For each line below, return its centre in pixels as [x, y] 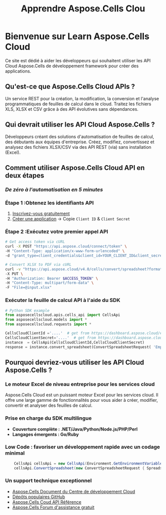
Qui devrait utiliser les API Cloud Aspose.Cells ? [80, 125]
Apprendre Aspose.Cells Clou [83, 9]
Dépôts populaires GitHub [39, 497]
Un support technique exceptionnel [49, 481]
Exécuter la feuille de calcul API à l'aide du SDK [63, 300]
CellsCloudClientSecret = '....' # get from [51, 338]
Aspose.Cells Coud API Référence [47, 502]
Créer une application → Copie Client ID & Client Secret [71, 219]
